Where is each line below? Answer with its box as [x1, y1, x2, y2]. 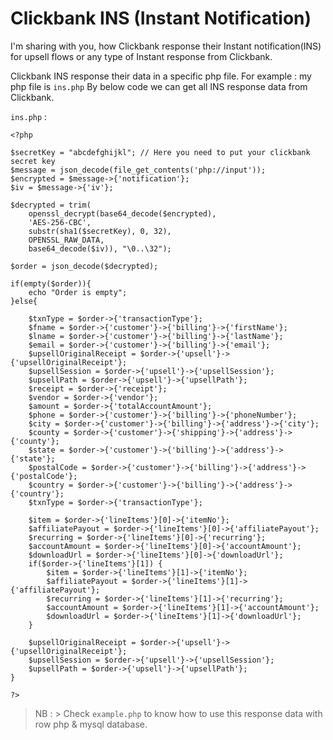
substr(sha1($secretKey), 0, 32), [28, 226, 172, 236]
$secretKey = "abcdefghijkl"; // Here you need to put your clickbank [10, 147, 311, 157]
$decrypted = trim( [10, 200, 92, 210]
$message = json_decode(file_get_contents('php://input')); [10, 165, 267, 175]
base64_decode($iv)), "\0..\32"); [28, 243, 172, 254]
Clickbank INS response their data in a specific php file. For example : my [10, 70, 312, 82]
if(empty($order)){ [10, 278, 92, 289]
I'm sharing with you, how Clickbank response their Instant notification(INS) [10, 40, 322, 52]
